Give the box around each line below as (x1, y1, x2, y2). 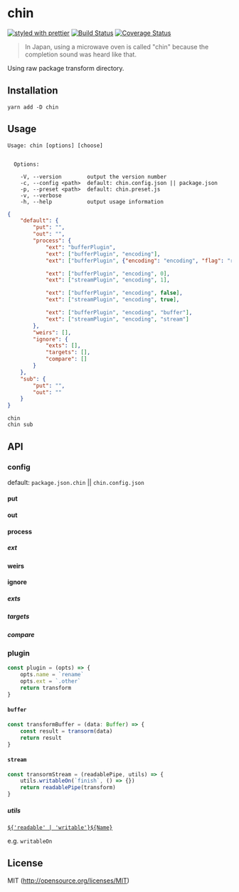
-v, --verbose (20, 191, 62, 199)
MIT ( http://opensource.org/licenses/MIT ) (7, 876, 130, 885)
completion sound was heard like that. (24, 50, 137, 59)
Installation (7, 84, 58, 97)
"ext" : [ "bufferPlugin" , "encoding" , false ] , (45, 289, 183, 297)
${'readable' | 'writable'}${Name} (7, 824, 113, 831)
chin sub (7, 421, 33, 429)
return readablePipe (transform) (20, 784, 116, 791)
